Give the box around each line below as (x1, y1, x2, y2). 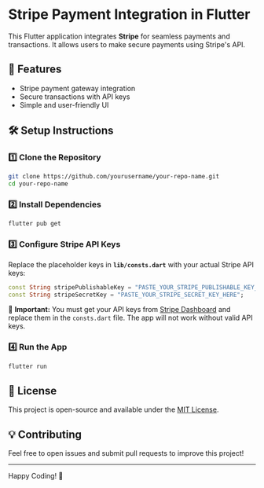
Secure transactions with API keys (19, 92, 131, 101)
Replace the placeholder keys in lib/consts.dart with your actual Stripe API (8, 259, 254, 269)
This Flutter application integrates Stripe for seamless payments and (8, 31, 230, 41)
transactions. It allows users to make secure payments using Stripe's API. (8, 39, 246, 49)
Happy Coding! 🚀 (8, 471, 64, 481)
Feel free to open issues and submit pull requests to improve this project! (8, 449, 244, 458)
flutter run (8, 362, 47, 370)
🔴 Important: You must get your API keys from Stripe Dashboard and (8, 305, 231, 314)
